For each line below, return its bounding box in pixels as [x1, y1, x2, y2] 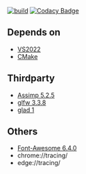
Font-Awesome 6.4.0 [17, 144, 77, 153]
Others [7, 125, 38, 138]
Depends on [7, 26, 61, 38]
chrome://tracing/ [17, 151, 68, 159]
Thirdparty [7, 73, 55, 85]
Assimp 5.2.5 [17, 91, 55, 99]
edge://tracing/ [17, 159, 61, 167]
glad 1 [17, 105, 35, 114]
